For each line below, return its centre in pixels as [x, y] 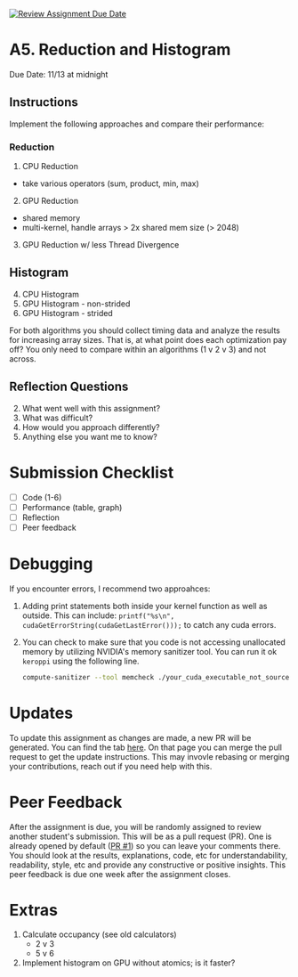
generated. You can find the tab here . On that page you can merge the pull [146, 747]
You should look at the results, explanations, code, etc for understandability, [149, 855]
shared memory [51, 218]
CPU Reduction [50, 167]
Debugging [51, 564]
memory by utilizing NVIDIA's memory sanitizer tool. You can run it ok [149, 651]
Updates [41, 713]
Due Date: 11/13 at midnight [59, 74]
